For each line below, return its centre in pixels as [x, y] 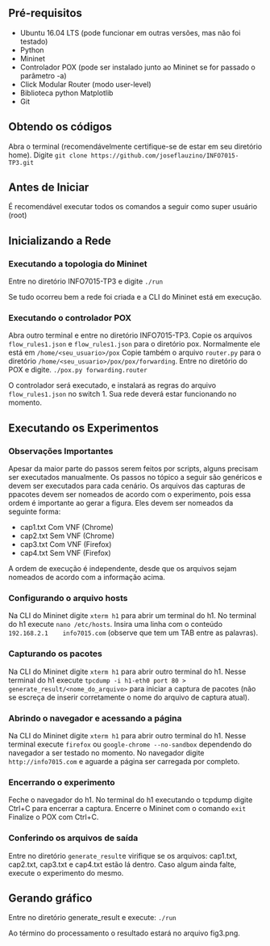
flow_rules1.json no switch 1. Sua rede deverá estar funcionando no [123, 394]
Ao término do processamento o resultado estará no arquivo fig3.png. [124, 933]
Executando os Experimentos [84, 428]
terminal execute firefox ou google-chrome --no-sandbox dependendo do [130, 744]
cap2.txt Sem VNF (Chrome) [67, 536]
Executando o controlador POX [70, 318]
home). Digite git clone [48, 155]
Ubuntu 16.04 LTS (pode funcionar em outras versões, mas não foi [130, 32]
